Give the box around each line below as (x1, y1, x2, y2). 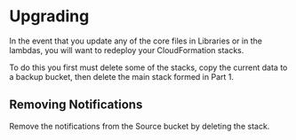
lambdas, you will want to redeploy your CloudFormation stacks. (9, 44, 244, 55)
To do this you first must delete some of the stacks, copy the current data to (9, 62, 288, 73)
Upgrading (9, 6, 90, 27)
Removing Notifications (9, 97, 143, 113)
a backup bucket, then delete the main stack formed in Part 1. (9, 71, 234, 82)
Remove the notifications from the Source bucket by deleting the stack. (9, 121, 270, 131)
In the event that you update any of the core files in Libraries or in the (9, 35, 262, 46)
